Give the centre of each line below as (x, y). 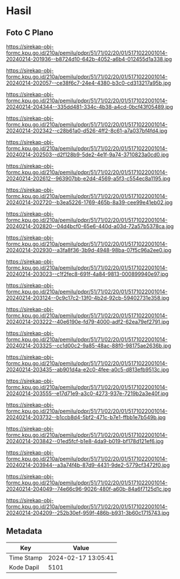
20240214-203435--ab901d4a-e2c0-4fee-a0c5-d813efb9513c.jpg (88, 369)
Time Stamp (26, 558)
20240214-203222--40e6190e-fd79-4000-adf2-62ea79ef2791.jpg (88, 322)
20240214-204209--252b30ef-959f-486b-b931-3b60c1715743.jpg (88, 513)
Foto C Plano (30, 33)
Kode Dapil (24, 567)
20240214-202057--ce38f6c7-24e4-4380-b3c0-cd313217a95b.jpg (89, 83)
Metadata (24, 531)
